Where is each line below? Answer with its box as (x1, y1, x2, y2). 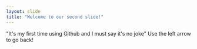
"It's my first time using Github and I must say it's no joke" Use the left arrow (6, 30, 191, 37)
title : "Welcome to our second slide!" (6, 14, 104, 20)
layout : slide (6, 8, 41, 15)
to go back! (6, 36, 34, 43)
